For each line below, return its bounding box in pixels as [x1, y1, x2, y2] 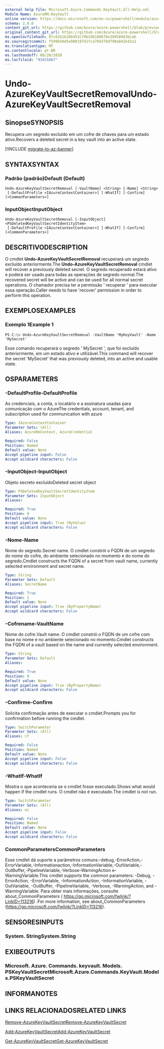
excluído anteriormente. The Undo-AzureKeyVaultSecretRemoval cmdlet [5, 261, 152, 267]
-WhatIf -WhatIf [5, 772, 42, 779]
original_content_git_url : [5, 30, 60, 35]
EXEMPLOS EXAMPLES [5, 307, 76, 315]
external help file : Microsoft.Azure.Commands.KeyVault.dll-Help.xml [5, 7, 150, 12]
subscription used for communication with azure [5, 411, 102, 417]
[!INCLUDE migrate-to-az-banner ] [5, 146, 74, 152]
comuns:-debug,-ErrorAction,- [81, 857, 143, 863]
